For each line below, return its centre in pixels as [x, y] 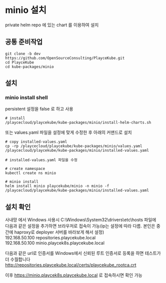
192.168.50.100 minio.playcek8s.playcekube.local [55, 243]
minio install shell [26, 98]
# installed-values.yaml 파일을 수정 [41, 160]
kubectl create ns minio [31, 173]
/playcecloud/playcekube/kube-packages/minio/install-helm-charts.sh [78, 123]
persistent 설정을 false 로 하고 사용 [39, 109]
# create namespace [25, 169]
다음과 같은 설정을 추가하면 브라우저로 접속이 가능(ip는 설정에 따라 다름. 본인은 [80, 226]
